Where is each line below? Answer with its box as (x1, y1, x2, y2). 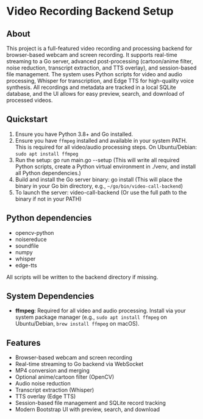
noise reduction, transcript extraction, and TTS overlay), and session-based (6, 64, 197, 71)
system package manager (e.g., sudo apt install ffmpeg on (15, 313, 168, 321)
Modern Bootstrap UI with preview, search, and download (15, 406, 160, 413)
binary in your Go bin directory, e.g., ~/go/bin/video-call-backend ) (15, 182, 183, 190)
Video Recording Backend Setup (6, 4, 174, 18)
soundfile (15, 242, 39, 249)
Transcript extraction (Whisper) (15, 386, 94, 394)
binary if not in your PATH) (15, 195, 82, 202)
